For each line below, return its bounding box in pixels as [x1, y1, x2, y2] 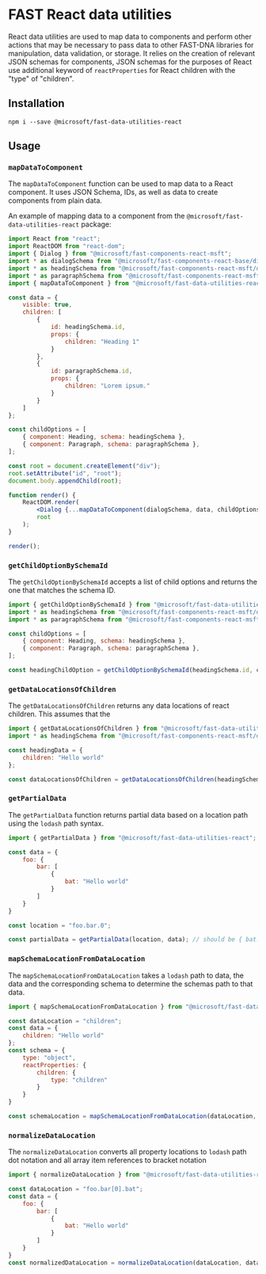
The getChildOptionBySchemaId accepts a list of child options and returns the [8, 577, 257, 586]
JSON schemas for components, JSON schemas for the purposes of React [8, 57, 252, 67]
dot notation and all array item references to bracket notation [8, 1155, 207, 1165]
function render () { [8, 491, 77, 499]
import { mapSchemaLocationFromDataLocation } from [8, 1002, 182, 1011]
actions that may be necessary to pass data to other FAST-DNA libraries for [8, 40, 254, 49]
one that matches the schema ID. [8, 585, 116, 595]
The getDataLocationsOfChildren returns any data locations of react [8, 701, 230, 711]
